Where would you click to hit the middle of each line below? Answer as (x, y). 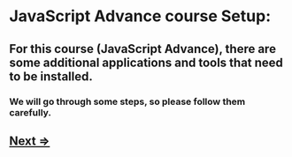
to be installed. (51, 76)
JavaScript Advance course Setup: (140, 16)
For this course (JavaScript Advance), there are (143, 49)
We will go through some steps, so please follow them (127, 101)
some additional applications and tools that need (146, 62)
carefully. (30, 112)
